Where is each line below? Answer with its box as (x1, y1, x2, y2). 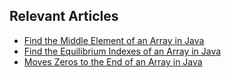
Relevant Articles (9, 8, 119, 25)
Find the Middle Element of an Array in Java (23, 34, 205, 46)
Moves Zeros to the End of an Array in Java (23, 55, 203, 68)
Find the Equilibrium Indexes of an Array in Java (23, 45, 222, 57)
